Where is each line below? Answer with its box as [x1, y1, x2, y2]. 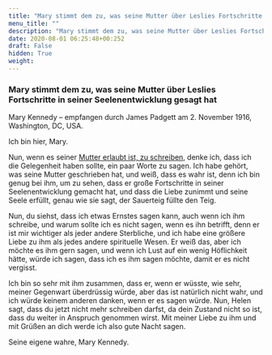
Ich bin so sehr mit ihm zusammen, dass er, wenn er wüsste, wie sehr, [8, 279, 242, 289]
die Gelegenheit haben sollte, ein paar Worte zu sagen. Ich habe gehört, [8, 161, 249, 171]
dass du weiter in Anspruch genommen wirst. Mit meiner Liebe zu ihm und [8, 313, 257, 323]
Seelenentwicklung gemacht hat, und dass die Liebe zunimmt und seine [8, 187, 249, 197]
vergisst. [8, 263, 38, 272]
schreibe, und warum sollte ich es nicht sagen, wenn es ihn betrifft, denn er [8, 220, 261, 229]
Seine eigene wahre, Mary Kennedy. [8, 337, 130, 347]
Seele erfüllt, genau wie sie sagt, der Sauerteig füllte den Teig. [8, 195, 217, 205]
